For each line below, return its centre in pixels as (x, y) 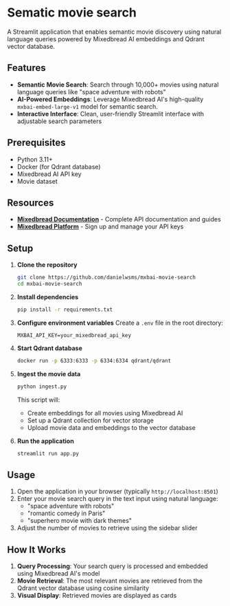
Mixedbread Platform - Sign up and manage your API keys (100, 227)
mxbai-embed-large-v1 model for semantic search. (87, 106)
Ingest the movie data (49, 374)
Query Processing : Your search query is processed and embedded (112, 566)
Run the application (45, 441)
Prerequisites (36, 143)
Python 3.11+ (35, 159)
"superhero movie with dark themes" (80, 521)
